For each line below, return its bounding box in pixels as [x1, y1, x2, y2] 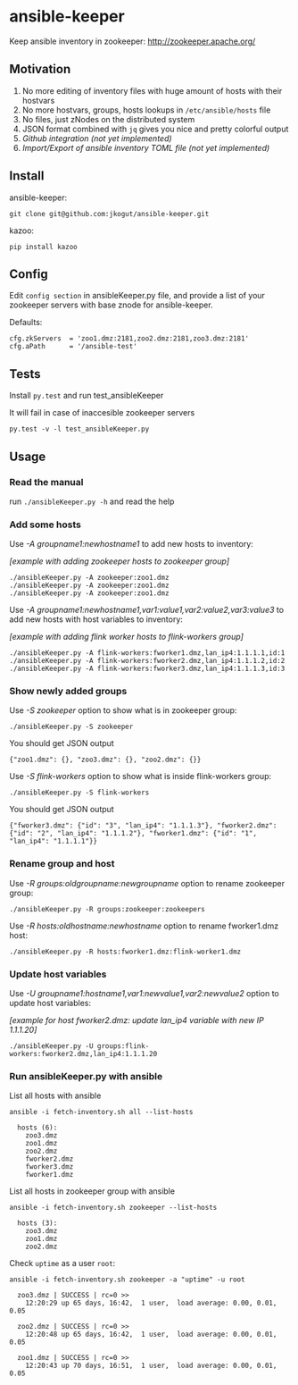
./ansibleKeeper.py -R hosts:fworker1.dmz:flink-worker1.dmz [9, 947, 242, 956]
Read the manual [9, 475, 84, 488]
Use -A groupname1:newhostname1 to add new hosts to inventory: [9, 539, 254, 550]
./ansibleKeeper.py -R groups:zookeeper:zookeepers [9, 904, 205, 913]
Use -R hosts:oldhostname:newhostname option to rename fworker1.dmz [9, 920, 279, 931]
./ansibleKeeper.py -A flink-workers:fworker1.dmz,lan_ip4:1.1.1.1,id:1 [9, 649, 286, 658]
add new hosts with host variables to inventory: [9, 614, 183, 625]
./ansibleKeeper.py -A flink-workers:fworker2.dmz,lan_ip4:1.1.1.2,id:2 [9, 657, 286, 666]
